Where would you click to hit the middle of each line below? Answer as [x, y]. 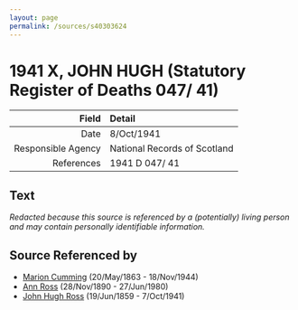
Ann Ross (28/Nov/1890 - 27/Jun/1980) [95, 287]
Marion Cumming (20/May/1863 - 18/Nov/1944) [110, 277]
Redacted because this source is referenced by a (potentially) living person [150, 217]
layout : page [34, 18]
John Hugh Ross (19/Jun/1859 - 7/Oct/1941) [103, 296]
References [77, 164]
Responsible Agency [57, 148]
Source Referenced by [74, 255]
